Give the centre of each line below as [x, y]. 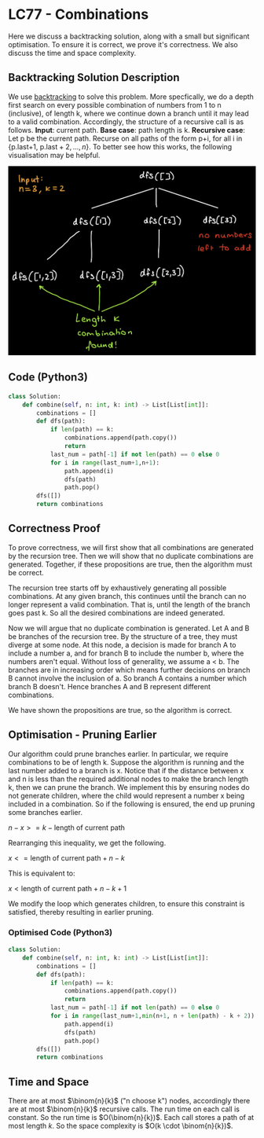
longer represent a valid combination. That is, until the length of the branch [129, 604]
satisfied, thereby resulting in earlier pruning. [81, 912]
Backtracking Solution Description [94, 77]
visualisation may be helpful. [54, 155]
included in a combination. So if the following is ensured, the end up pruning [132, 804]
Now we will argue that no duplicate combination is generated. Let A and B [129, 628]
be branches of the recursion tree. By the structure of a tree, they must [123, 636]
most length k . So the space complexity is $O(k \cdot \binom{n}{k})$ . [121, 1126]
